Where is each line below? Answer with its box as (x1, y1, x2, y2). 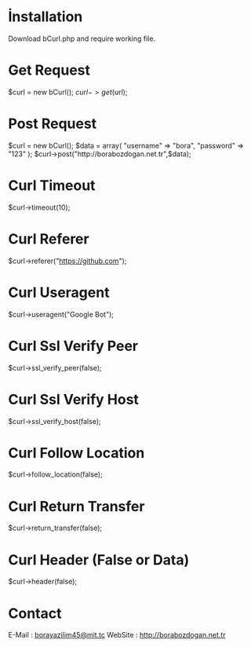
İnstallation (8, 8, 83, 26)
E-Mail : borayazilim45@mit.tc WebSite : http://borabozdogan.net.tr (8, 631, 226, 640)
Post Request (8, 115, 97, 133)
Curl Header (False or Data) (8, 550, 190, 568)
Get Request (8, 61, 91, 79)
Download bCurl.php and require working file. (8, 34, 155, 43)
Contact (8, 605, 62, 622)
